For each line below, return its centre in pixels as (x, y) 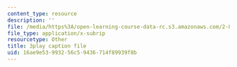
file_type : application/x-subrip (56, 33)
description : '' (31, 20)
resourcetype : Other (38, 40)
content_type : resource (42, 14)
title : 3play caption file (47, 46)
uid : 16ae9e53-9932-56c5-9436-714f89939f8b (72, 53)
